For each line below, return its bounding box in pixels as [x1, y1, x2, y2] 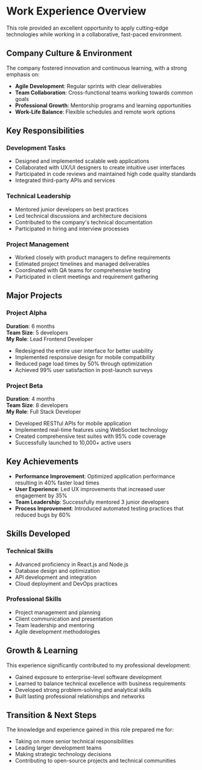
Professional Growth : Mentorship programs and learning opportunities [14, 102, 192, 109]
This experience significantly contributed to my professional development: [6, 661, 191, 669]
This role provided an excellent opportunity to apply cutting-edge [6, 24, 169, 31]
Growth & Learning [6, 645, 78, 656]
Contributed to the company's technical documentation [14, 218, 153, 226]
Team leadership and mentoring [14, 621, 95, 628]
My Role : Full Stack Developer [6, 408, 81, 416]
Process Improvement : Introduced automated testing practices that [14, 504, 184, 512]
